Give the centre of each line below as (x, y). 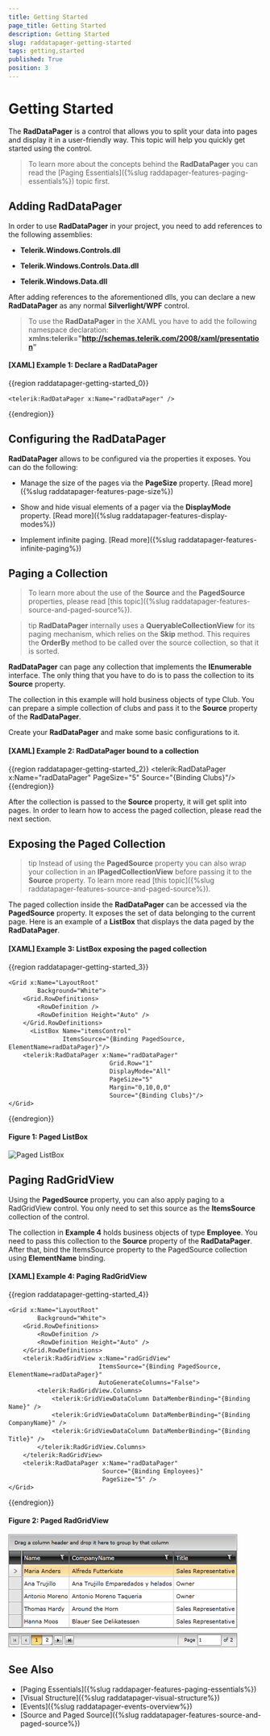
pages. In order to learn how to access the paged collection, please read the (135, 810)
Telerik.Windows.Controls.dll (70, 250)
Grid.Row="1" (131, 1063)
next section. (30, 819)
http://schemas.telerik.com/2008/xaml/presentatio (170, 338)
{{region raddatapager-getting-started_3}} (79, 966)
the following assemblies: (50, 235)
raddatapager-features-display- (175, 515)
